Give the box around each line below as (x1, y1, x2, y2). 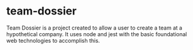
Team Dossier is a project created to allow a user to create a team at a (6, 24, 183, 31)
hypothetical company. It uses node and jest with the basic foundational (6, 30, 188, 37)
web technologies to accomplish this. (6, 37, 100, 44)
